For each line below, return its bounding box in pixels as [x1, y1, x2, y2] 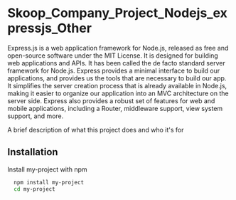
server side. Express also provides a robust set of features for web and [7, 96, 215, 105]
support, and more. [7, 112, 64, 120]
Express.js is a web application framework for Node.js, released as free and [7, 43, 229, 52]
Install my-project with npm [7, 165, 87, 174]
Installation [7, 146, 58, 158]
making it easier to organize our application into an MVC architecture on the [7, 89, 229, 98]
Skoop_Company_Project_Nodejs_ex [7, 5, 227, 21]
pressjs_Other [7, 20, 92, 36]
